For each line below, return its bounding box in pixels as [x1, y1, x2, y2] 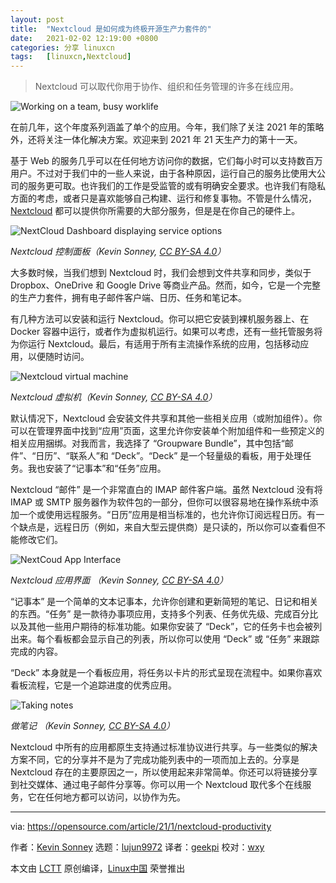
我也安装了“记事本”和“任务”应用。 [27, 462, 167, 475]
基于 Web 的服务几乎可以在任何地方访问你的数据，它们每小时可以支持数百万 [10, 155, 323, 167]
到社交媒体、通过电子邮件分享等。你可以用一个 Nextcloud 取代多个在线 [10, 779, 303, 791]
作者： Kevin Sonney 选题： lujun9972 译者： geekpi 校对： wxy [10, 841, 265, 853]
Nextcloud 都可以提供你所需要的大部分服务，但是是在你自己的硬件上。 [10, 205, 301, 217]
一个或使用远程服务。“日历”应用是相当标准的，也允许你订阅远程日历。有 [18, 509, 317, 521]
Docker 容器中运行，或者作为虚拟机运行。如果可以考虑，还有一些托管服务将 [10, 326, 323, 338]
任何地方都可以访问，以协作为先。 [44, 791, 186, 803]
